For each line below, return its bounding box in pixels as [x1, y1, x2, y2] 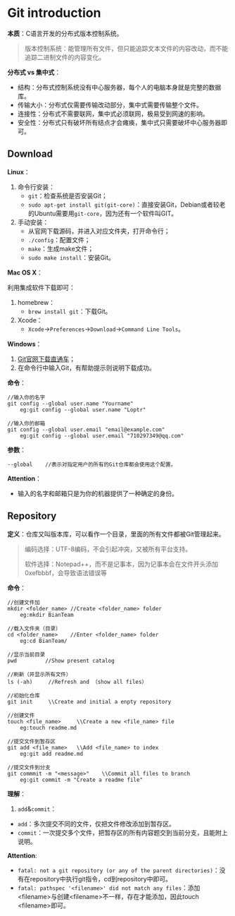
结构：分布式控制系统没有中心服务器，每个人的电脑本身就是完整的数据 [17, 83, 222, 91]
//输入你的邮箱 [7, 420, 46, 427]
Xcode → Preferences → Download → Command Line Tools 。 [27, 325, 185, 333]
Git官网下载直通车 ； [17, 354, 76, 363]
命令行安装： [17, 182, 55, 191]
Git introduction [7, 5, 101, 21]
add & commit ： [17, 804, 57, 813]
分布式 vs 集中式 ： [7, 68, 61, 76]
